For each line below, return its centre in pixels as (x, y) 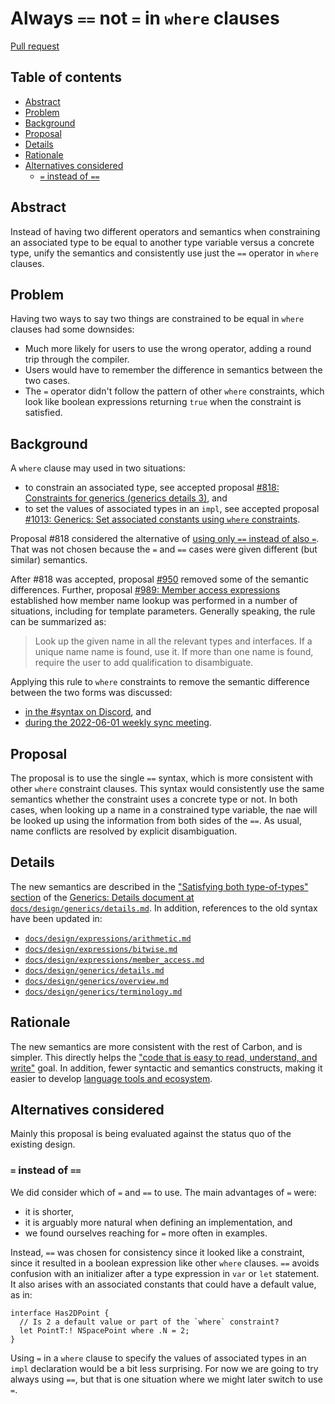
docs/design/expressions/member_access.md (114, 960)
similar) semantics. (49, 560)
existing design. (43, 1144)
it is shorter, (49, 1211)
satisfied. (43, 413)
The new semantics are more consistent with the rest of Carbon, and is (156, 1046)
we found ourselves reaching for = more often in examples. (146, 1233)
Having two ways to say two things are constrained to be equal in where (157, 319)
